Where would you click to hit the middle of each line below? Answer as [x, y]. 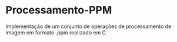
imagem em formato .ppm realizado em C [56, 32]
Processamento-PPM [59, 10]
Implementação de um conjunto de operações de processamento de [88, 26]
